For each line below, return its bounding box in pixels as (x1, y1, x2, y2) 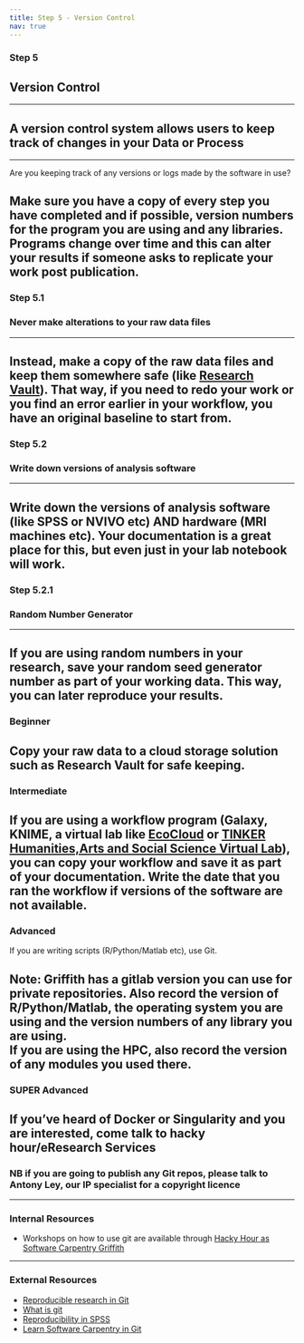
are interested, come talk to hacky (9, 1126, 206, 1141)
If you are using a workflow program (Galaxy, (9, 812, 269, 827)
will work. (9, 556, 66, 572)
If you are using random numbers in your (9, 645, 243, 662)
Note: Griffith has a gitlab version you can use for (9, 971, 292, 987)
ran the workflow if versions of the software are (9, 883, 283, 898)
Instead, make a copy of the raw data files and (9, 354, 274, 370)
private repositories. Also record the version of (9, 985, 279, 1001)
